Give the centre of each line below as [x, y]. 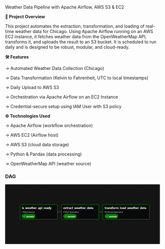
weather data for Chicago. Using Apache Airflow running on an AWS [84, 31]
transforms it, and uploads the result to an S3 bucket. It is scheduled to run [81, 42]
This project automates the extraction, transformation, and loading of [75, 26]
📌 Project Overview [25, 16]
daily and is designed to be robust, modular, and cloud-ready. [68, 47]
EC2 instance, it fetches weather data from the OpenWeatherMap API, [76, 37]
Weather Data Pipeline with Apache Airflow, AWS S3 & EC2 [65, 7]
